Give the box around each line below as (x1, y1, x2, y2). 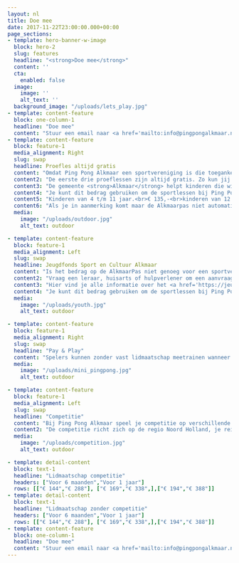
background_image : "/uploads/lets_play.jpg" (14, 103, 148, 110)
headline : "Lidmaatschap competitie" (14, 472, 126, 479)
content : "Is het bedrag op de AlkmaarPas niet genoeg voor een (14, 268, 208, 275)
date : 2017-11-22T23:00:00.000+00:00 (7, 23, 119, 31)
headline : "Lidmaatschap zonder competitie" (14, 505, 148, 512)
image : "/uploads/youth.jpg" (20, 301, 107, 308)
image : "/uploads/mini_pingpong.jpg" (20, 367, 132, 374)
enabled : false (20, 76, 65, 84)
